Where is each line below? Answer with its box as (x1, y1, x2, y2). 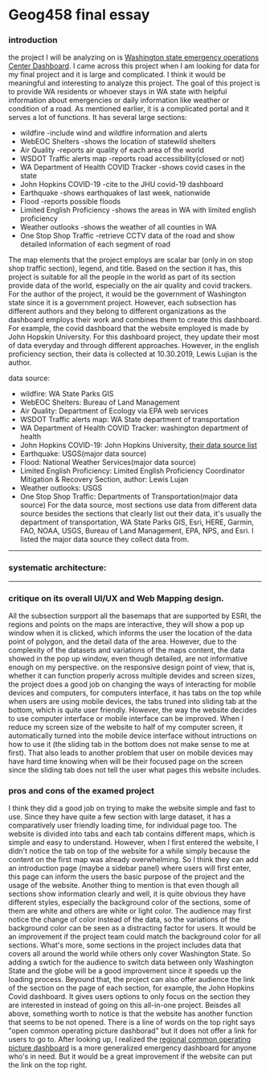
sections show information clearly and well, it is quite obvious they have (8, 889, 247, 899)
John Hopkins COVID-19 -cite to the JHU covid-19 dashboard (19, 180, 223, 189)
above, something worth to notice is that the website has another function (8, 1009, 253, 1018)
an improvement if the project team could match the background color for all (8, 932, 261, 942)
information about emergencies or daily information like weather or (8, 95, 230, 106)
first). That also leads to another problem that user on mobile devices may (8, 748, 253, 758)
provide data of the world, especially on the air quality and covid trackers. (8, 280, 252, 291)
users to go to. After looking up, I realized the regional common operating (8, 1034, 252, 1044)
